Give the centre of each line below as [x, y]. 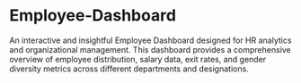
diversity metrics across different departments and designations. [129, 69]
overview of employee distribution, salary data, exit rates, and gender [138, 59]
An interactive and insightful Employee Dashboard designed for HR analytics [150, 40]
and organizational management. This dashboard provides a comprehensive [150, 49]
